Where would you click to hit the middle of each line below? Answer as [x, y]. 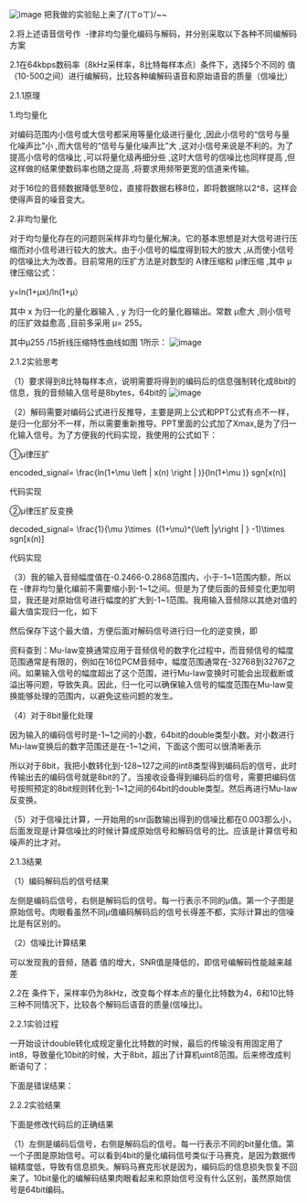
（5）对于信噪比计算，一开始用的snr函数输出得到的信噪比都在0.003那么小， [153, 819]
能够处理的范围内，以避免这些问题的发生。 [97, 696]
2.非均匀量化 [33, 219]
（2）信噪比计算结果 [48, 942]
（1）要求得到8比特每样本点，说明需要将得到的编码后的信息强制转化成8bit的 [153, 381]
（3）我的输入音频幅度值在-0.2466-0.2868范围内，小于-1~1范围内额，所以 [150, 577]
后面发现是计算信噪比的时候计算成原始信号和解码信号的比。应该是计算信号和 [153, 830]
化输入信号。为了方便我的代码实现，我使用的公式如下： [113, 435]
